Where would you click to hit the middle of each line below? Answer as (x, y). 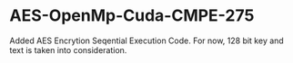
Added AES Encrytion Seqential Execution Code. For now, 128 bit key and (146, 40)
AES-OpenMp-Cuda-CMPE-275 (132, 16)
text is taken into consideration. (68, 49)
